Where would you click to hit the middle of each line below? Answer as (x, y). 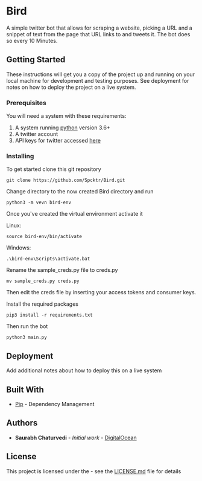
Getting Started (36, 60)
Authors (22, 423)
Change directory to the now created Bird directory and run (80, 192)
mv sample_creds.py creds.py (43, 281)
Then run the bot (27, 326)
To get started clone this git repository (54, 169)
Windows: (19, 248)
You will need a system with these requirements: (66, 116)
